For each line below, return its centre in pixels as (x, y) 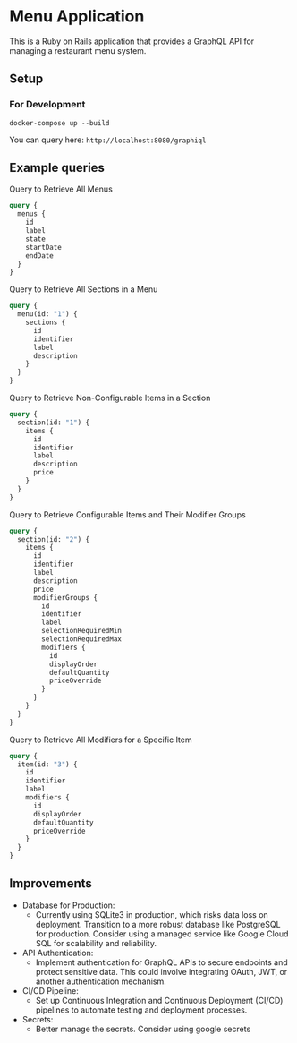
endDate (39, 256)
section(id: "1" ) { (54, 423)
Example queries (57, 168)
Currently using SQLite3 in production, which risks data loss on (152, 914)
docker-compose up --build (59, 123)
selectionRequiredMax (82, 639)
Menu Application (77, 17)
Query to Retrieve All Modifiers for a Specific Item (101, 740)
